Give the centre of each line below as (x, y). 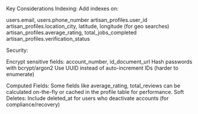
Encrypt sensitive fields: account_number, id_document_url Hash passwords (99, 62)
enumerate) (20, 74)
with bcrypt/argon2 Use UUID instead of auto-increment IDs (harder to (92, 68)
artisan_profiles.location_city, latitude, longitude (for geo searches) (88, 26)
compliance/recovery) (33, 105)
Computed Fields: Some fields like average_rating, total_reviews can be (93, 86)
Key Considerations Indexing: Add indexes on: (62, 9)
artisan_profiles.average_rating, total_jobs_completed (71, 32)
